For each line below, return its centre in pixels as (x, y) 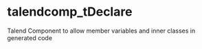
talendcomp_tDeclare (70, 12)
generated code (30, 37)
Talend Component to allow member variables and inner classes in (101, 31)
